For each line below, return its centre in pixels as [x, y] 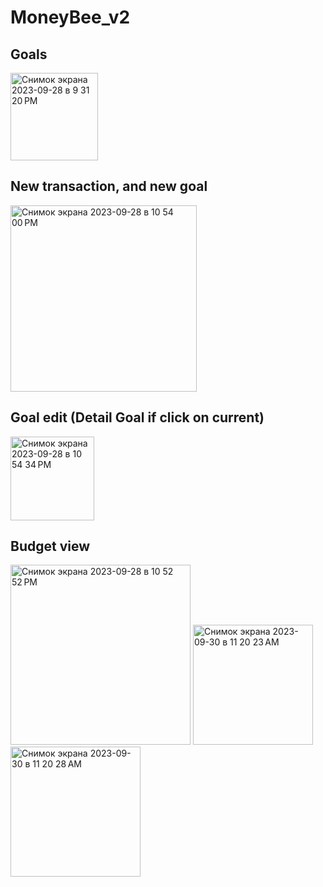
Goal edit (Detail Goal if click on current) [137, 417]
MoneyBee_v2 [70, 17]
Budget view [50, 546]
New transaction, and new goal [109, 186]
